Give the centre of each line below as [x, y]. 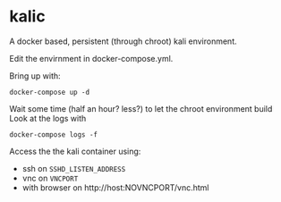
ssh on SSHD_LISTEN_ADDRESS [74, 168]
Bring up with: [35, 76]
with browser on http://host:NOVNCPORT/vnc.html [115, 187]
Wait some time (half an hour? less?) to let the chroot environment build [141, 108]
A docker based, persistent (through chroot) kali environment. [123, 41]
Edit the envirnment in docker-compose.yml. [91, 58]
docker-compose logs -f [54, 135]
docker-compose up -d [50, 92]
